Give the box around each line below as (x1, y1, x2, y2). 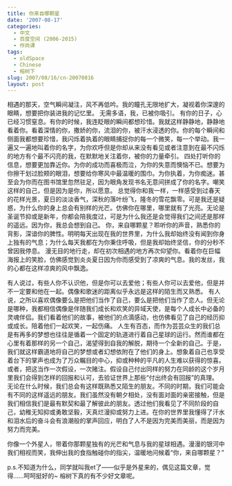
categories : (7, 23, 41, 30)
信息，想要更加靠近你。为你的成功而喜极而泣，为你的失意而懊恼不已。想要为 (7, 161, 225, 169)
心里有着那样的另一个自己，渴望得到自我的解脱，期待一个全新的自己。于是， (7, 339, 225, 347)
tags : (7, 49, 23, 56)
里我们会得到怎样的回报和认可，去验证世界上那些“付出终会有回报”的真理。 (7, 374, 219, 382)
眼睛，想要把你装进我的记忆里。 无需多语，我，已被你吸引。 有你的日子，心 (7, 109, 222, 117)
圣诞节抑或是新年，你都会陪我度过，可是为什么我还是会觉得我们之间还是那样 (7, 212, 225, 221)
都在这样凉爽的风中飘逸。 (19, 264, 92, 272)
